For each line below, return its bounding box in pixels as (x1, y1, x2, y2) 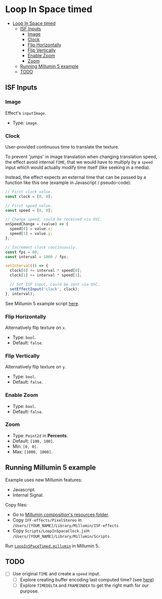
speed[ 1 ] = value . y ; (10, 231, 53, 236)
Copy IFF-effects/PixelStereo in (12, 517, 82, 523)
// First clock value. (5, 189, 53, 194)
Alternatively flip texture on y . (5, 364, 66, 370)
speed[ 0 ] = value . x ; (10, 226, 53, 232)
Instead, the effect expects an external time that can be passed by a (5, 174, 146, 180)
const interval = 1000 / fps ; (5, 254, 69, 259)
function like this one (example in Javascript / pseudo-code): (5, 179, 132, 186)
